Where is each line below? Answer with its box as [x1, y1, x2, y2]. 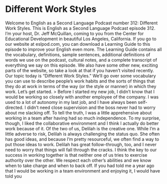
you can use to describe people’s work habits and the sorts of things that [5, 78, 155, 84]
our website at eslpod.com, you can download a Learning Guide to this [5, 41, 151, 47]
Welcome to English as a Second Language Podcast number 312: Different [5, 20, 158, 26]
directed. [5, 104, 24, 110]
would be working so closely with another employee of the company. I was [5, 93, 159, 100]
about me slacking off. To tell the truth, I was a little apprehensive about [5, 109, 152, 115]
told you [5, 173, 22, 179]
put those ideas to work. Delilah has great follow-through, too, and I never [5, 141, 157, 147]
